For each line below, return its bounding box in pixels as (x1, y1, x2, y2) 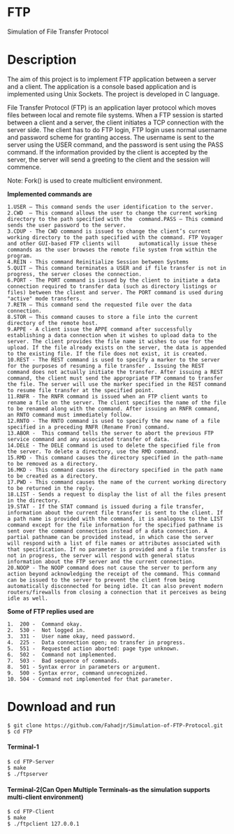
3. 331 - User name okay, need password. (7, 633, 136, 640)
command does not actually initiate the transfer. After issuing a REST (7, 368, 224, 375)
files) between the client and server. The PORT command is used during (7, 289, 224, 296)
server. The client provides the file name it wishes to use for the (7, 338, 214, 345)
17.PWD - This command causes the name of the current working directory (7, 478, 227, 486)
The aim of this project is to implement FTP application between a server (7, 75, 217, 83)
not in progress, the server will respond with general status (7, 552, 196, 559)
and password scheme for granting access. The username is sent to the (7, 133, 214, 141)
